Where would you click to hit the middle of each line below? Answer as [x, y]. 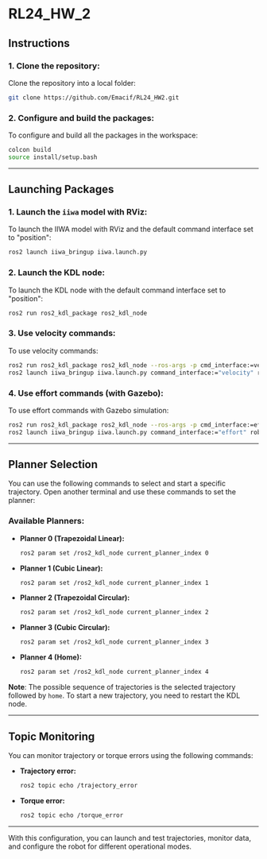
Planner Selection [53, 464]
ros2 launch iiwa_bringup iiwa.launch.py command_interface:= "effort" [128, 432]
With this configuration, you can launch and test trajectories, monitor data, [130, 838]
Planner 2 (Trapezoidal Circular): [75, 598]
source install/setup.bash [53, 157]
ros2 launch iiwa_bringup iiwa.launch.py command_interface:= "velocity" [131, 373]
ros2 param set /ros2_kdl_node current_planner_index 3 [114, 642]
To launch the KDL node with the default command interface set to [117, 290]
